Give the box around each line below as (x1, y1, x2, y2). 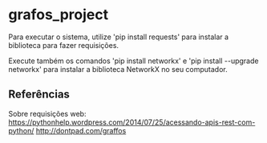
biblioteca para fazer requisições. (8, 40, 119, 50)
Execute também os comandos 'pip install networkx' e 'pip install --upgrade (8, 56, 259, 66)
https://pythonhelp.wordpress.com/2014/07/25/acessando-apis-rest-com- (8, 117, 256, 127)
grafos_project (8, 6, 109, 24)
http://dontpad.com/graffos (35, 125, 127, 135)
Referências (8, 88, 71, 101)
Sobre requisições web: (8, 109, 87, 118)
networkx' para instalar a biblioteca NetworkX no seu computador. (8, 64, 229, 73)
